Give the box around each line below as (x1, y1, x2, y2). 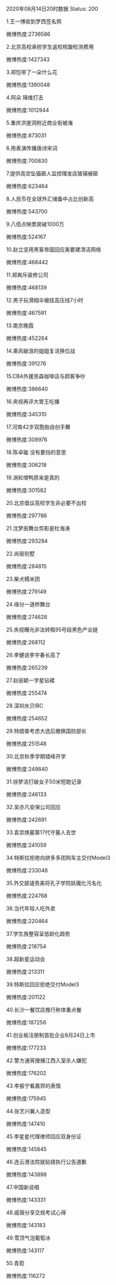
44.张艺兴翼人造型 (6, 1108, 51, 1114)
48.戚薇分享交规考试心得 (6, 1209, 66, 1216)
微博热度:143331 (6, 1196, 46, 1203)
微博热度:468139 (6, 284, 47, 291)
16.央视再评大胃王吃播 (6, 398, 60, 405)
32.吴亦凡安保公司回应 (6, 804, 61, 810)
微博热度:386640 (6, 385, 49, 392)
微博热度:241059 (6, 841, 47, 849)
